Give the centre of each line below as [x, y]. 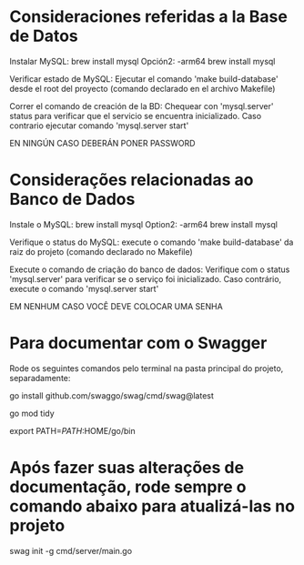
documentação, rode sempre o [128, 487]
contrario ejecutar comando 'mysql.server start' [99, 126]
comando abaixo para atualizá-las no [152, 506]
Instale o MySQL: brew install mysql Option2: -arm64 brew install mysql [143, 224]
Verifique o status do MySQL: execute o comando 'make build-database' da [152, 242]
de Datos [44, 36]
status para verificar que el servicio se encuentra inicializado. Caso [136, 116]
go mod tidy [32, 413]
